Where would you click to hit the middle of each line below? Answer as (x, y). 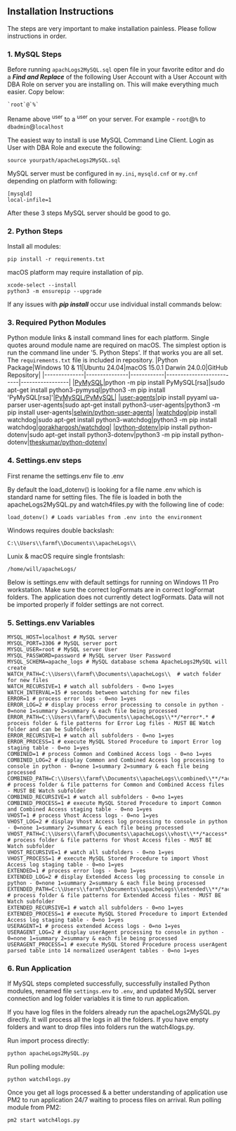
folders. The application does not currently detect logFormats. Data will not (116, 597)
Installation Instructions (61, 12)
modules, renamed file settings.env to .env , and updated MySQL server (112, 991)
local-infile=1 (29, 200)
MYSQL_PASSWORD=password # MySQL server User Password (89, 655)
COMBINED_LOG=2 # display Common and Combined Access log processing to (116, 760)
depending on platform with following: (62, 181)
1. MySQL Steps (34, 54)
